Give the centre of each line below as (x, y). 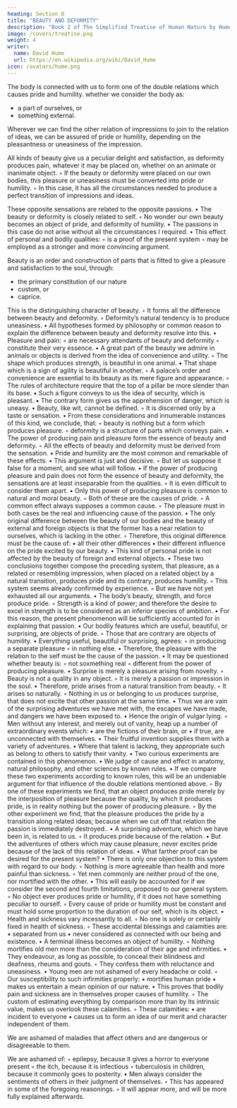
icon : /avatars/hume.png (44, 66)
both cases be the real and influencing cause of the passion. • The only (111, 513)
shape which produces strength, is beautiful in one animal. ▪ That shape (112, 363)
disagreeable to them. (39, 1045)
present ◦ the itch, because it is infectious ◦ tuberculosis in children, (106, 1066)
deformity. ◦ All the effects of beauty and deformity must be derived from (114, 445)
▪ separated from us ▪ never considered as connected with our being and (114, 933)
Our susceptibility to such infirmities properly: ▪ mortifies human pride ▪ (112, 979)
